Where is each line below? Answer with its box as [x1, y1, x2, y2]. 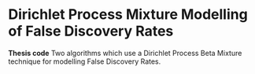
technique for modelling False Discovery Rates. [8, 57, 161, 66]
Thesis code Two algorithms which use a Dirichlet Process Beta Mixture [8, 48, 242, 57]
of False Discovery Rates [8, 22, 174, 40]
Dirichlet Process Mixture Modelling [8, 6, 248, 24]
